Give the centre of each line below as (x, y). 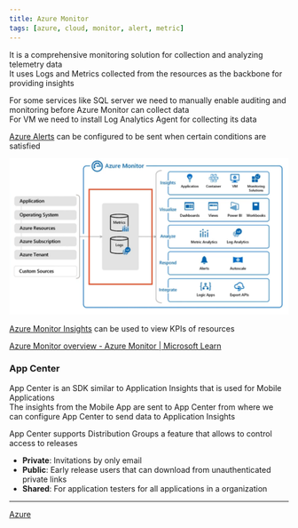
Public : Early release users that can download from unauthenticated (147, 469)
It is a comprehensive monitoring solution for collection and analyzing (136, 54)
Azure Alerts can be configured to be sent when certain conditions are (138, 136)
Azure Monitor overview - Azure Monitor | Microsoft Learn (115, 346)
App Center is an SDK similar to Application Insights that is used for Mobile (145, 388)
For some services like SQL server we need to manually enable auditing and (148, 100)
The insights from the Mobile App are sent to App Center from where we (141, 407)
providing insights (42, 83)
